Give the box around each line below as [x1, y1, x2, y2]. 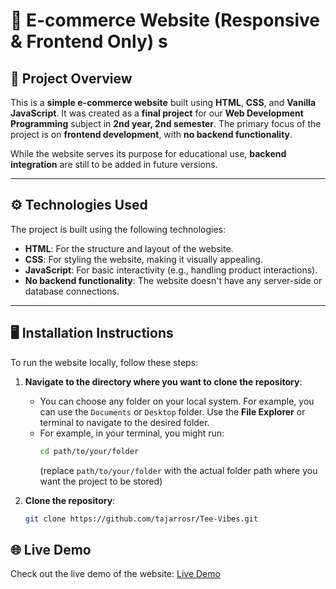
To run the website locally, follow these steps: [10, 356, 199, 368]
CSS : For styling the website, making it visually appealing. [24, 253, 263, 265]
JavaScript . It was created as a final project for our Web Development [10, 107, 304, 119]
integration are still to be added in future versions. [10, 159, 218, 170]
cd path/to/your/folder [39, 446, 140, 456]
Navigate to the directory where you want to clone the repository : [24, 375, 303, 388]
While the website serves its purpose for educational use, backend [10, 148, 287, 159]
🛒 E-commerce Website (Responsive [10, 9, 321, 32]
